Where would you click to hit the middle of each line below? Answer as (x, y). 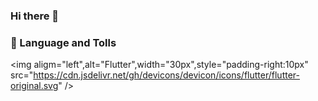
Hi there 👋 (35, 16)
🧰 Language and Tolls (63, 42)
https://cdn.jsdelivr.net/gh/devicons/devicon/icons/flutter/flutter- (166, 75)
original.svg (34, 86)
